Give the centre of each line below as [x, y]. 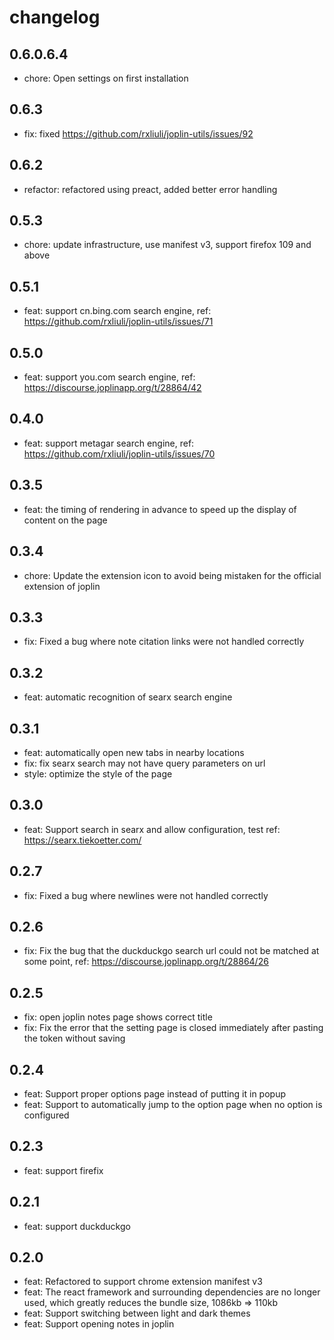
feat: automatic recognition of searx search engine [128, 697]
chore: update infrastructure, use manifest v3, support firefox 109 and [167, 245]
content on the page [65, 520]
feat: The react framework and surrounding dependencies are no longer [172, 1292]
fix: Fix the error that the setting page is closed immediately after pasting [173, 1028]
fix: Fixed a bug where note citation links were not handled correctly [164, 642]
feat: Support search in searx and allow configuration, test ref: [152, 829]
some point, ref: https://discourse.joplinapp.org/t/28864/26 [146, 962]
